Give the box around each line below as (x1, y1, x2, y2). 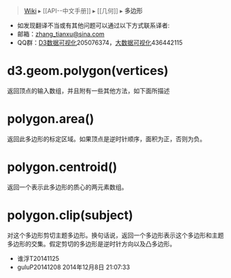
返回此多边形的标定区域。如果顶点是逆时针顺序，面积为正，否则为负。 (7, 134, 206, 143)
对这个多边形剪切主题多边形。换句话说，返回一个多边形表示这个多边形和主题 (7, 231, 224, 239)
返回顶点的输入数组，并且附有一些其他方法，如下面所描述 (7, 86, 170, 95)
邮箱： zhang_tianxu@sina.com (16, 30, 105, 38)
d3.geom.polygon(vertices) (7, 63, 168, 78)
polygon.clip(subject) (7, 208, 133, 223)
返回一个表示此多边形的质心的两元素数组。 (7, 182, 128, 191)
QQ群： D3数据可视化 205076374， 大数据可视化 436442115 (16, 39, 184, 47)
